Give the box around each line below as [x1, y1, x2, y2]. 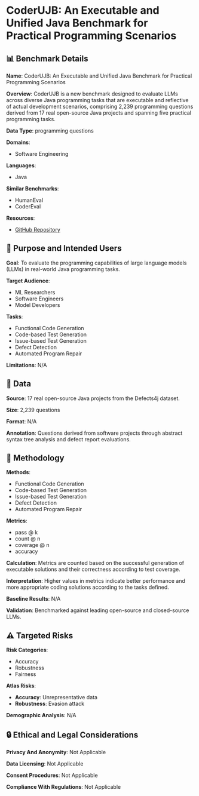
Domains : [6, 139, 30, 146]
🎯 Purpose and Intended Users [6, 243, 122, 254]
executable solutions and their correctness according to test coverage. [6, 566, 180, 573]
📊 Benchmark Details [6, 53, 88, 63]
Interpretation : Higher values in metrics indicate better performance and [6, 577, 185, 585]
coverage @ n [14, 542, 50, 549]
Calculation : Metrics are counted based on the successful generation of [6, 560, 184, 567]
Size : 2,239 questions [6, 406, 60, 413]
